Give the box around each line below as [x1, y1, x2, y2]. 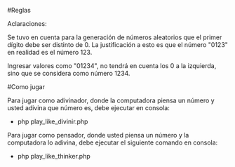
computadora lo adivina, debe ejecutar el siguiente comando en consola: [7, 138, 218, 147]
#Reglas [7, 6, 32, 14]
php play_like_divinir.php [17, 117, 88, 126]
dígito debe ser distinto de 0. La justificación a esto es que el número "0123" [7, 41, 228, 48]
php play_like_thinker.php [17, 152, 90, 160]
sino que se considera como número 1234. [7, 69, 130, 77]
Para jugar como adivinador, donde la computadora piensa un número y [7, 96, 215, 105]
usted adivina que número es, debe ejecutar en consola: [7, 104, 170, 112]
